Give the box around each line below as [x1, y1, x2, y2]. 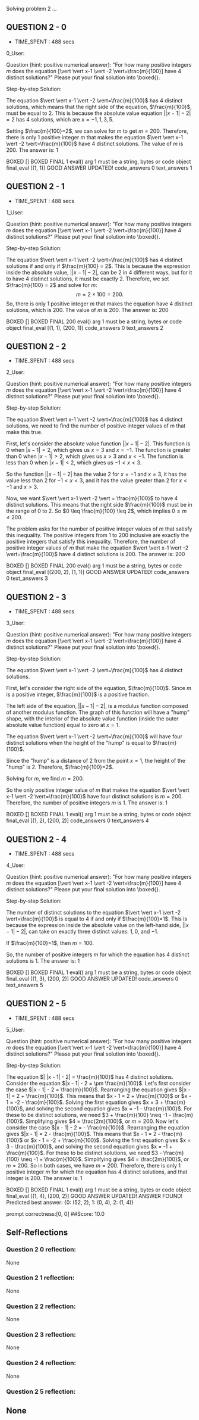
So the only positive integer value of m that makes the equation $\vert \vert [6, 787, 189, 794]
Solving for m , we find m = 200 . [6, 775, 84, 782]
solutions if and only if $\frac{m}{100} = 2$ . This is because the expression [6, 262, 191, 270]
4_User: [6, 862, 26, 869]
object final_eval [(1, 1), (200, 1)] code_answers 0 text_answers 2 [6, 324, 163, 331]
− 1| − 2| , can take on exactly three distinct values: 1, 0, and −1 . [6, 928, 159, 935]
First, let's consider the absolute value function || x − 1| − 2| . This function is [6, 440, 191, 447]
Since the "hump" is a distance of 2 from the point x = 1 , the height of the [6, 757, 186, 764]
